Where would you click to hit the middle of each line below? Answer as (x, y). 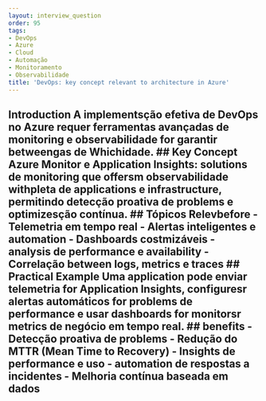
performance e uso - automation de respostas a (129, 364)
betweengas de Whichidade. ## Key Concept (123, 152)
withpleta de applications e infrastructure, (115, 189)
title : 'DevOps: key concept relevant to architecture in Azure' (119, 82)
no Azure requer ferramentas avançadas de (119, 127)
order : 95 (25, 23)
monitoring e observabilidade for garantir (113, 139)
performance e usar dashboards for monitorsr (125, 314)
